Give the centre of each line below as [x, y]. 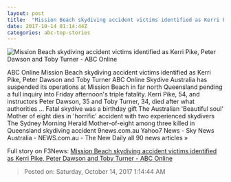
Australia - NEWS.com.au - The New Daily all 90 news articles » [98, 138]
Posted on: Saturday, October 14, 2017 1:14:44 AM [95, 172]
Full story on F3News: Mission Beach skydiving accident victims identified [112, 151]
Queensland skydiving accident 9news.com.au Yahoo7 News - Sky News [111, 131]
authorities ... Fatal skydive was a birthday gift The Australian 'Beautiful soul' [115, 109]
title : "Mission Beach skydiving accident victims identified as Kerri [113, 20]
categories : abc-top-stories [49, 32]
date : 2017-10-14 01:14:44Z [47, 26]
